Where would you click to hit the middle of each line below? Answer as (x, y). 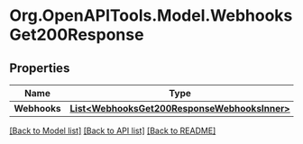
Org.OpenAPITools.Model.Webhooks (151, 16)
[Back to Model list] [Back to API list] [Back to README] (113, 130)
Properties (40, 68)
